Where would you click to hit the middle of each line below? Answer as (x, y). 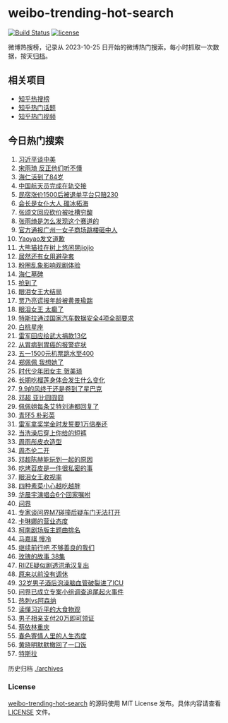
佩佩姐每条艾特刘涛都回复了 (59, 406)
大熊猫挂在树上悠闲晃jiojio (56, 247)
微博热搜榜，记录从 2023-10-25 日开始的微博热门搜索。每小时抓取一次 (111, 47)
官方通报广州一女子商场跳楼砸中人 (68, 229)
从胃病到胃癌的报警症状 (52, 345)
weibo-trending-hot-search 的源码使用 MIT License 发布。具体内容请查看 (115, 703)
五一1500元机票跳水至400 (56, 353)
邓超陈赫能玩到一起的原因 (55, 459)
